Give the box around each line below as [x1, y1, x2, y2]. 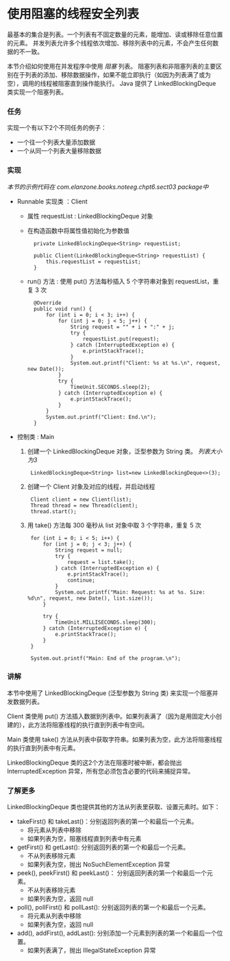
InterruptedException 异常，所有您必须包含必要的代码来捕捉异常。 [7, 767, 194, 775]
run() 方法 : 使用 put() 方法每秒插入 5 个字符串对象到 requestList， [27, 277, 214, 285]
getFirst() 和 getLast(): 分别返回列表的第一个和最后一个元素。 [16, 843, 190, 852]
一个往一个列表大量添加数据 [16, 138, 96, 146]
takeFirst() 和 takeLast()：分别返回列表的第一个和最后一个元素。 [16, 817, 198, 826]
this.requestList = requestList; [45, 258, 142, 265]
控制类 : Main [16, 432, 55, 440]
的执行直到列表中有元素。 [7, 743, 79, 752]
